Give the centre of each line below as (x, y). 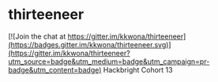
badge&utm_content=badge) (55, 69)
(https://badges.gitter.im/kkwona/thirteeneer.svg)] (90, 44)
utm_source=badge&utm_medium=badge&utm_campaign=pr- (109, 61)
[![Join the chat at (37, 36)
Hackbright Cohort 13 (138, 69)
